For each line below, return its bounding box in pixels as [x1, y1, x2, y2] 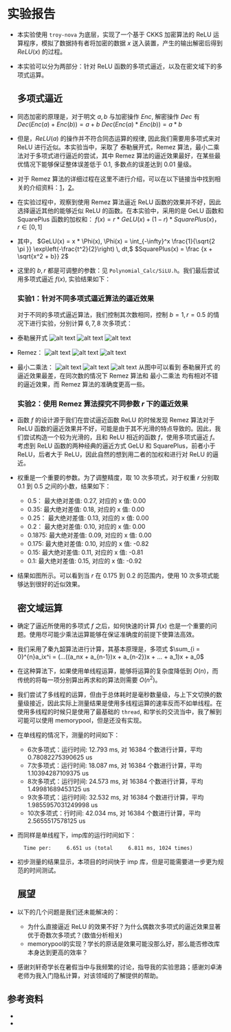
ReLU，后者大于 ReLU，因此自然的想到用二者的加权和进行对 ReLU [16, 450, 205, 459]
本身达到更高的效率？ [27, 948, 88, 956]
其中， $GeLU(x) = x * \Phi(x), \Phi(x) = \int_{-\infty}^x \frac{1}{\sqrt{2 [16, 237, 215, 245]
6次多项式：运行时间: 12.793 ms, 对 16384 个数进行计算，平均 [27, 745, 203, 754]
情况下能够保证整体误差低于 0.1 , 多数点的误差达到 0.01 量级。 [23, 160, 196, 168]
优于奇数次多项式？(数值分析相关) [27, 931, 122, 939]
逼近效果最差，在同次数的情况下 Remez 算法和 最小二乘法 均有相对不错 [16, 372, 219, 380]
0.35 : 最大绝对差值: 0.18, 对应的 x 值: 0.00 [27, 505, 145, 514]
